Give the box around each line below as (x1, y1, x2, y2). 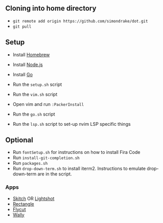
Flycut (12, 206, 26, 212)
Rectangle (12, 200, 34, 207)
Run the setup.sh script (12, 81, 62, 87)
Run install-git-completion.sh (12, 154, 80, 161)
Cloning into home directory (5, 4, 97, 13)
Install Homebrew (12, 51, 50, 58)
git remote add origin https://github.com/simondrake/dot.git (12, 18, 148, 24)
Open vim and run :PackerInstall (12, 101, 84, 107)
